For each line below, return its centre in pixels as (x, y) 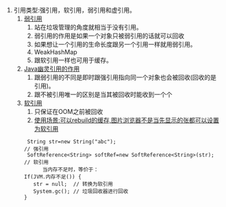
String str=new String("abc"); (72, 142)
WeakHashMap (55, 52)
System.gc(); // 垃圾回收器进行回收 (81, 191)
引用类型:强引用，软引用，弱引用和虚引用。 (74, 10)
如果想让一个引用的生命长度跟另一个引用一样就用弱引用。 (115, 44)
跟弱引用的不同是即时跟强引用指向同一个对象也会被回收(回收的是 (125, 77)
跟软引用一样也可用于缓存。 (73, 60)
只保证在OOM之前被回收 (68, 111)
